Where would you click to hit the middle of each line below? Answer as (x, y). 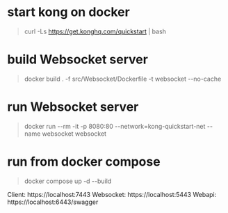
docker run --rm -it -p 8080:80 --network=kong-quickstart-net (115, 126)
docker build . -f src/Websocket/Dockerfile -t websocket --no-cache (123, 79)
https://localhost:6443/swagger (53, 202)
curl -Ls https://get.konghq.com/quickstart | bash (95, 31)
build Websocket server (78, 60)
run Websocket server (73, 107)
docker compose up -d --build (68, 181)
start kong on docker (68, 12)
